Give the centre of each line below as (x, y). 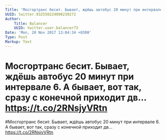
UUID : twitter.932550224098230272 (41, 14)
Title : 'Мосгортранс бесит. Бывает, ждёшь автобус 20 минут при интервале (84, 10)
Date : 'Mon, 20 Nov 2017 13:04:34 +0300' (48, 33)
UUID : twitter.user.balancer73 (46, 28)
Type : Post (16, 37)
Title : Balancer (31, 23)
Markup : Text (19, 42)
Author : (13, 19)
